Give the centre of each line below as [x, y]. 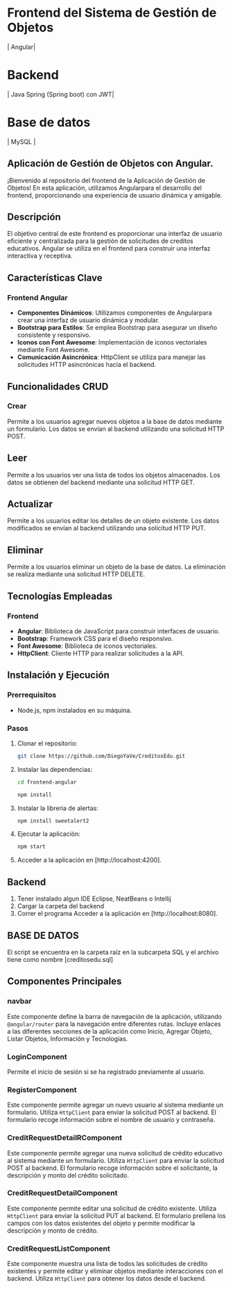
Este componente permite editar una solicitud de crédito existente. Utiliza [112, 1208]
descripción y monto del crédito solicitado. [68, 1175]
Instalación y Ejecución [58, 675]
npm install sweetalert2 [53, 821]
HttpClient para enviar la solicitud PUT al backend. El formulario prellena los [116, 1215]
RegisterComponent [42, 1089]
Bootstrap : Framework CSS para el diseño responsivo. [95, 638]
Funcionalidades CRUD [58, 387]
